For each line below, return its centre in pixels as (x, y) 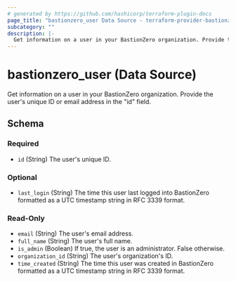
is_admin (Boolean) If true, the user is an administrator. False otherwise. (121, 249)
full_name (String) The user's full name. (75, 241)
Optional (22, 177)
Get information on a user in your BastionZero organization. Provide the (110, 94)
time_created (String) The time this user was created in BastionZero (116, 264)
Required (23, 143)
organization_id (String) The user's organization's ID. (95, 256)
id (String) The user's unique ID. (64, 159)
